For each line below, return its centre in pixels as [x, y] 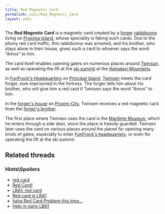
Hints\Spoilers [23, 169]
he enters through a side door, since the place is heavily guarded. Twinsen [81, 124]
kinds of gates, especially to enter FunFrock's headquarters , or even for [78, 134]
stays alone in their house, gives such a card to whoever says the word [77, 49]
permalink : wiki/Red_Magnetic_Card [42, 14]
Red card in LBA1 [29, 196]
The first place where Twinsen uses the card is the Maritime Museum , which [82, 119]
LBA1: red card [27, 190]
